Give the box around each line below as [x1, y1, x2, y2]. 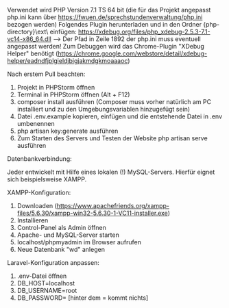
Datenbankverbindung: [7, 155, 72, 163]
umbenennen [16, 120, 55, 127]
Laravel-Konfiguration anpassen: [7, 259, 99, 266]
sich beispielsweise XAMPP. [7, 175, 87, 183]
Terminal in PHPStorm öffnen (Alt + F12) [16, 90, 130, 99]
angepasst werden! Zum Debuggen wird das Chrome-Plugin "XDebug [7, 42, 204, 50]
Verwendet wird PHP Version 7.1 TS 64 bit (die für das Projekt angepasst [7, 6, 211, 14]
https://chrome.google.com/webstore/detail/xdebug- [58, 49, 208, 57]
